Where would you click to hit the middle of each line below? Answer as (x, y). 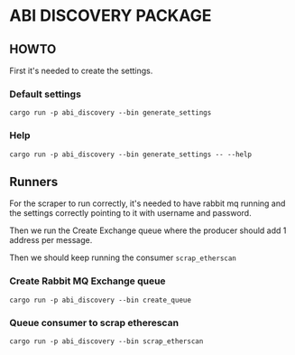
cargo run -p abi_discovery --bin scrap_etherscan (106, 341)
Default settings (45, 94)
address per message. (51, 240)
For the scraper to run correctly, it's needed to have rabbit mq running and (147, 203)
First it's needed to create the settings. (81, 70)
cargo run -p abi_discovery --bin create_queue (101, 300)
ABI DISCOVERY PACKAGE (111, 16)
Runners (34, 182)
